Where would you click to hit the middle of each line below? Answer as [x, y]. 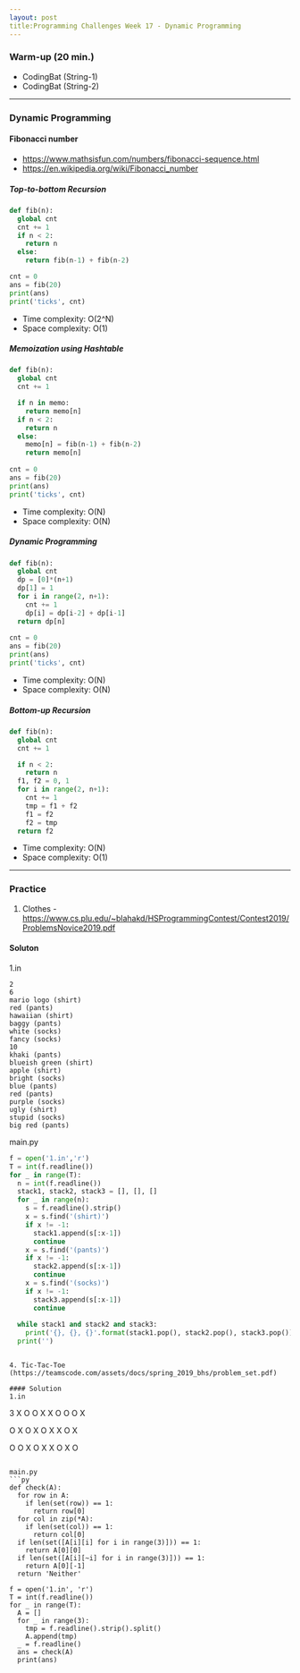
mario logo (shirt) [46, 1000]
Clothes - [39, 908]
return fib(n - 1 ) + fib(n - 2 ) [77, 260]
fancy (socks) [36, 1039]
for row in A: [43, 1496]
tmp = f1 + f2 [51, 806]
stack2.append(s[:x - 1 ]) [77, 1267]
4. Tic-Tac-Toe [37, 1365]
